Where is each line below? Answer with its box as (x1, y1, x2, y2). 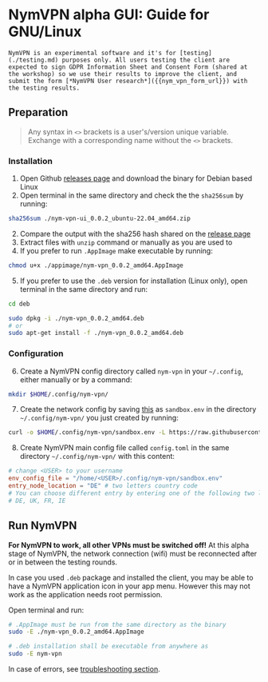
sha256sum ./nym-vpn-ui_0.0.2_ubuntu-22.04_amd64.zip (8, 214, 191, 223)
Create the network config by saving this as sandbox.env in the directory (19, 405, 257, 414)
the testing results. (8, 84, 81, 92)
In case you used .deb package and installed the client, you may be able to (8, 572, 254, 582)
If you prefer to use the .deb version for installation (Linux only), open (19, 276, 248, 285)
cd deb (8, 300, 30, 308)
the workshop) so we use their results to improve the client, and (8, 70, 238, 78)
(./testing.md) (8, 56, 59, 64)
